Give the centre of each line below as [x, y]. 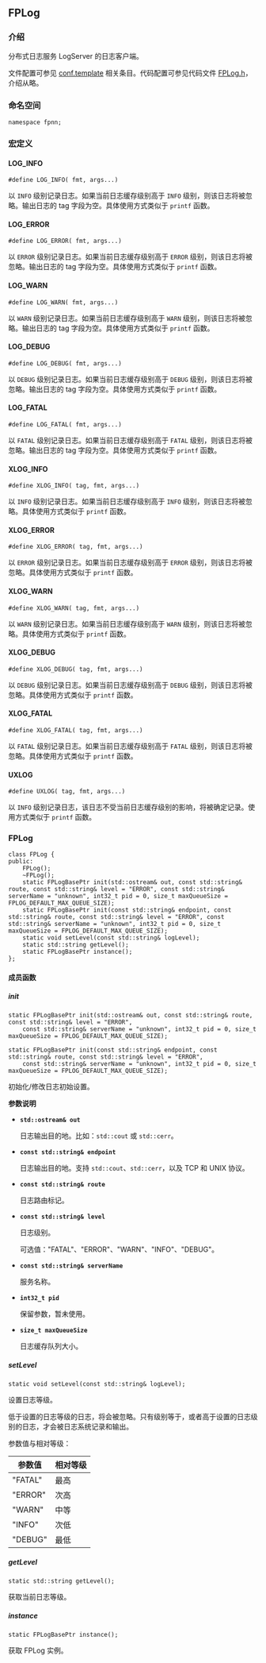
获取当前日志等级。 [40, 1596]
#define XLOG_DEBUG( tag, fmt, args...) [76, 669]
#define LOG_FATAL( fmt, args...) [65, 424]
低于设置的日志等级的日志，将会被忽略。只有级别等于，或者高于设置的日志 [129, 1416]
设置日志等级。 [32, 1399]
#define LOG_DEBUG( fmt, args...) [65, 363]
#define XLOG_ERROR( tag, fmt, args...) [76, 547]
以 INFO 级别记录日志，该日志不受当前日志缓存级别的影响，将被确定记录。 [128, 807]
